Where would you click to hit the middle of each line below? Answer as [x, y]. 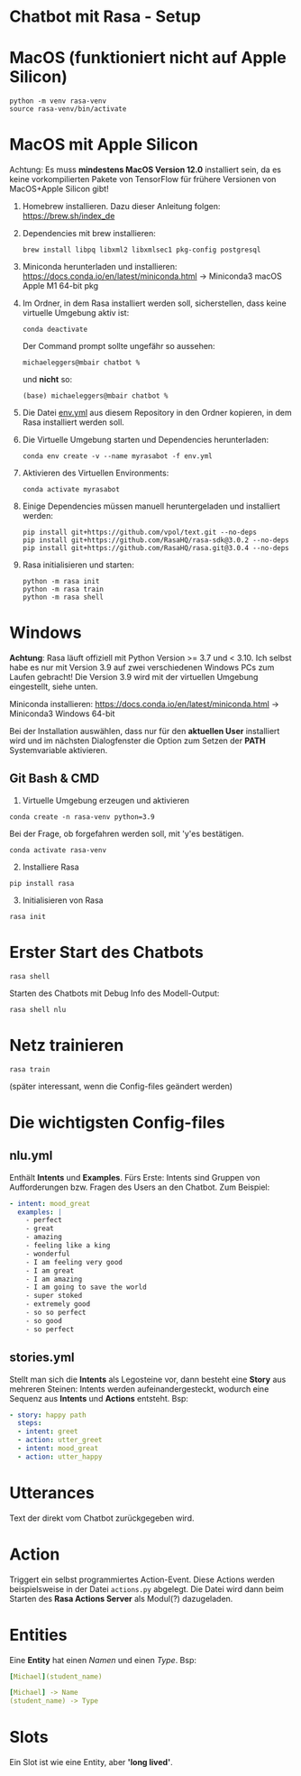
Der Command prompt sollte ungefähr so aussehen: [119, 346]
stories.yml [42, 1358]
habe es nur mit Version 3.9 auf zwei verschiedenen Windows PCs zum [142, 667]
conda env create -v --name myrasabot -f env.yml [118, 456]
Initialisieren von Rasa [63, 900]
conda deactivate [55, 330]
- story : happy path [48, 1415]
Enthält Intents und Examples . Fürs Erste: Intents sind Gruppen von [135, 1177]
